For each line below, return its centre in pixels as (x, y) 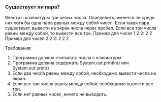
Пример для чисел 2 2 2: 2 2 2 (37, 38)
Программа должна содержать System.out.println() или (70, 63)
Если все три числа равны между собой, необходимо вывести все (83, 84)
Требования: (18, 48)
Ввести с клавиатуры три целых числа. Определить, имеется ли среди (80, 18)
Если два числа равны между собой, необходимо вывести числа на (84, 73)
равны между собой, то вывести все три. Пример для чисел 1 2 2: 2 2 (79, 34)
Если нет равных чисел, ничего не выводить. (60, 94)
